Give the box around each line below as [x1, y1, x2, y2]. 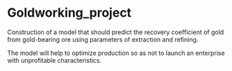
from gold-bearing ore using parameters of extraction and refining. [7, 35, 199, 43]
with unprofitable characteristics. [7, 56, 102, 64]
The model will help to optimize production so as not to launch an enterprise [7, 49, 225, 57]
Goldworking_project [7, 5, 132, 21]
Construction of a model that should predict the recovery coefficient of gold [7, 28, 224, 36]
